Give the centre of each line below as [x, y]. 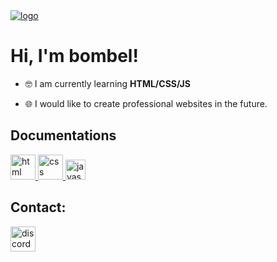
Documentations [63, 135]
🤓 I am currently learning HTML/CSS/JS [107, 83]
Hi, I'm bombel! [74, 56]
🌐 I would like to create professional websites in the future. [146, 103]
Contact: [38, 207]
